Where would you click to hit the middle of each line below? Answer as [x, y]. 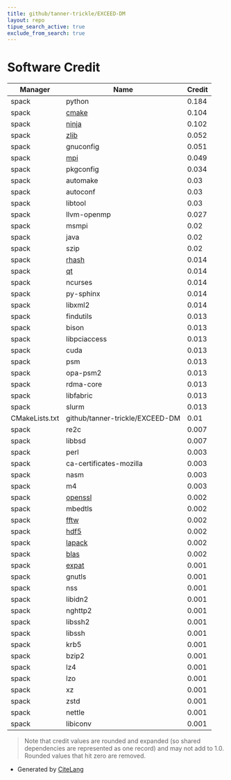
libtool [76, 203]
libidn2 [77, 600]
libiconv [78, 724]
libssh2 [78, 622]
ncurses [79, 283]
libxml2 [78, 305]
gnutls [76, 577]
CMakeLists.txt [35, 419]
